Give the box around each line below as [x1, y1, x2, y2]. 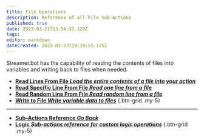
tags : [6, 32, 20, 38]
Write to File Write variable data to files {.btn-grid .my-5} [15, 96, 161, 104]
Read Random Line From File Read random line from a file [15, 90, 163, 98]
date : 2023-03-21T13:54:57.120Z [6, 25, 88, 32]
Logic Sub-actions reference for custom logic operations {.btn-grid [15, 121, 188, 128]
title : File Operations [6, 8, 67, 15]
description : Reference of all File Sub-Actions [6, 15, 132, 21]
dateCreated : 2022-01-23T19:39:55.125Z [6, 43, 107, 49]
